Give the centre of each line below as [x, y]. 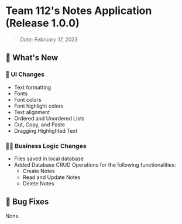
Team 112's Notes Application [79, 11]
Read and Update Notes [51, 177]
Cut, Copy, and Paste [40, 125]
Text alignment [32, 112]
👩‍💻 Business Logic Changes [46, 146]
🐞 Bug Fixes [27, 202]
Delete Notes [38, 183]
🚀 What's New [32, 58]
